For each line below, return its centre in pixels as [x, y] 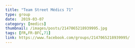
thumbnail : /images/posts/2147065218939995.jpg [56, 28]
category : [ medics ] [26, 24]
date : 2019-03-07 [25, 19]
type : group [18, 14]
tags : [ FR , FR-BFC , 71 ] [28, 33]
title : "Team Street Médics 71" [39, 10]
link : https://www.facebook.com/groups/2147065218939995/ [67, 38]
